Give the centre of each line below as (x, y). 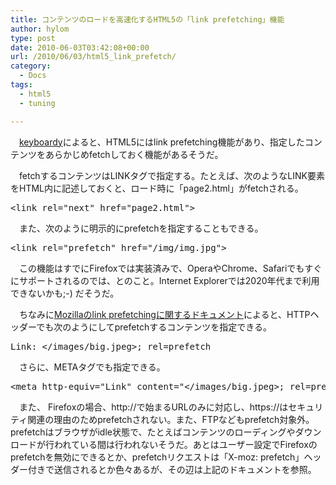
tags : (21, 85)
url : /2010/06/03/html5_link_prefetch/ (93, 57)
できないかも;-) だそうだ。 (65, 293)
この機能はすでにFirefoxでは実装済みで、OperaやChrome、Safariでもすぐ (170, 268)
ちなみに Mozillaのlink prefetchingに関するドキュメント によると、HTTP (164, 314)
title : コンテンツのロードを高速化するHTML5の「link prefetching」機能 (147, 19)
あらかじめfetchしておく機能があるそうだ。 (134, 154)
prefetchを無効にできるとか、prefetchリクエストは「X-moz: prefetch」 (157, 457)
